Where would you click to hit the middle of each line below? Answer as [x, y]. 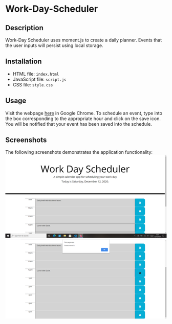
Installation [24, 62]
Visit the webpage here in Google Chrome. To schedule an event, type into [84, 113]
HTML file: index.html [36, 74]
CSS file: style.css [33, 84]
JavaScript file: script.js [39, 79]
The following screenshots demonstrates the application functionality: [79, 152]
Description [24, 28]
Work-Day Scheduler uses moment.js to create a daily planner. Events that [84, 40]
